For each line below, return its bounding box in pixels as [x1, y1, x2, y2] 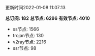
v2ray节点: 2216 [12, 39, 47, 45]
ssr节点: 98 [12, 45, 37, 51]
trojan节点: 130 [12, 33, 44, 38]
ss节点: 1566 [12, 26, 39, 32]
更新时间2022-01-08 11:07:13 [5, 5, 66, 10]
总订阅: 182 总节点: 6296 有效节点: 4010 [5, 15, 90, 21]
